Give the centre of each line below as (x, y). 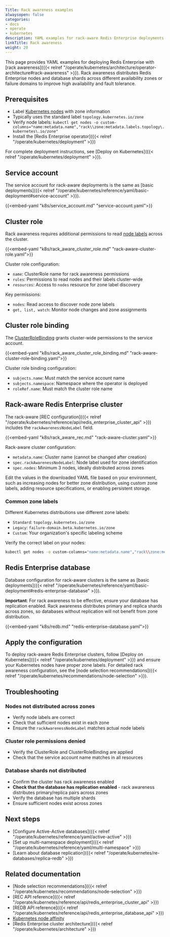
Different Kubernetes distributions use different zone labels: (68, 512)
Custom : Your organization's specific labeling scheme (68, 533)
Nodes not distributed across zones (50, 706)
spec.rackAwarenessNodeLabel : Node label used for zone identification (85, 462)
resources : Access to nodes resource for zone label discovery (76, 285)
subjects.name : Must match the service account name (69, 378)
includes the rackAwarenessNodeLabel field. (49, 428)
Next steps (23, 819)
